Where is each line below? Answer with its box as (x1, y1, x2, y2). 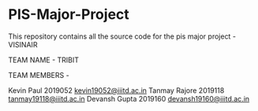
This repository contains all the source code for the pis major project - (8, 31, 237, 41)
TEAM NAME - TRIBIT (8, 55, 80, 65)
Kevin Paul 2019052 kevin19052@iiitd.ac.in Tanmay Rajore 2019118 (8, 85, 225, 95)
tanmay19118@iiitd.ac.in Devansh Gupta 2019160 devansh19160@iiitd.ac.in (8, 94, 250, 103)
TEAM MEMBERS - (8, 70, 69, 80)
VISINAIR (8, 39, 38, 49)
